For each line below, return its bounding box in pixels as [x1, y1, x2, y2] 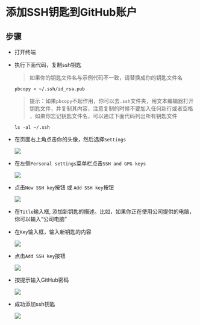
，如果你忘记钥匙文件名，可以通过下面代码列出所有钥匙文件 [29, 113, 178, 119]
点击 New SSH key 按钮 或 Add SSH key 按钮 [14, 184, 114, 191]
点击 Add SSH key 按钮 [14, 252, 66, 259]
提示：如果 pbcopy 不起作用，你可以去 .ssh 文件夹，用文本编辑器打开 [29, 97, 194, 104]
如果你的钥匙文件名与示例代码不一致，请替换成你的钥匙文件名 [29, 74, 183, 81]
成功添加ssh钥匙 [14, 300, 55, 308]
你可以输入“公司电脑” [14, 215, 67, 223]
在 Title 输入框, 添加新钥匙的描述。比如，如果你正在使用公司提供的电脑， [14, 208, 195, 215]
